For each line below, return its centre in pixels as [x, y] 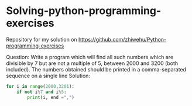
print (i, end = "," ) [51, 97]
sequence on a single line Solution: [48, 76]
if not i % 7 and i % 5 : [42, 92]
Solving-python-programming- [84, 11]
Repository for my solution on [42, 39]
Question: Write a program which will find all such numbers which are [90, 57]
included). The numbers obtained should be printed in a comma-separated [96, 69]
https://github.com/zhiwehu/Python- [122, 39]
